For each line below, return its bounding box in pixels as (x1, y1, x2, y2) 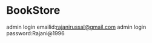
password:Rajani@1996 (6, 29, 65, 36)
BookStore (6, 4, 61, 17)
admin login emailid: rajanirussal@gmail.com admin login (6, 23, 147, 30)
